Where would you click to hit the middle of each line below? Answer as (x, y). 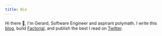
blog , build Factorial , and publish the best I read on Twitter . (64, 28)
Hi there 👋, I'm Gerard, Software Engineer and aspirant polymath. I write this (81, 23)
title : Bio (16, 9)
